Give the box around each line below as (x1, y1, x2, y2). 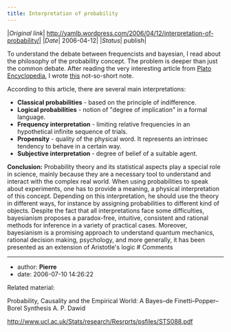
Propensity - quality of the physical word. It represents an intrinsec (16, 135, 208, 143)
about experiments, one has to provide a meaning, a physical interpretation (7, 184, 220, 192)
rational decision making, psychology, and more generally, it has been (7, 235, 205, 244)
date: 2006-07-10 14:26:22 (16, 269, 94, 278)
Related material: (7, 283, 55, 291)
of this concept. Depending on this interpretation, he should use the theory (7, 192, 219, 200)
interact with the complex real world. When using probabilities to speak (7, 177, 208, 186)
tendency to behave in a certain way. (16, 142, 122, 150)
